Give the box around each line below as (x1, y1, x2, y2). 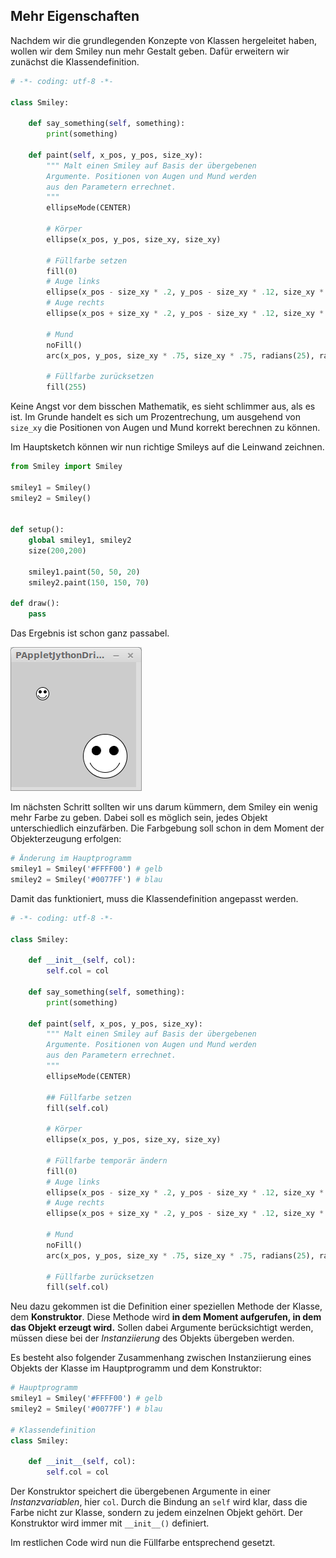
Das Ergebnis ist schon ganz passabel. (10, 627, 170, 639)
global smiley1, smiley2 (28, 535, 132, 546)
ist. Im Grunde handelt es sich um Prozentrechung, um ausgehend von (10, 411, 301, 423)
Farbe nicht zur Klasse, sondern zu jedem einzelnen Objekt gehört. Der (10, 1507, 303, 1519)
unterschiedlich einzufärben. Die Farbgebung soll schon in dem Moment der (10, 822, 325, 834)
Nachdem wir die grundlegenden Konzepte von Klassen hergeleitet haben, (10, 34, 318, 46)
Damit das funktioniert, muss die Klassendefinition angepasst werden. (10, 892, 299, 904)
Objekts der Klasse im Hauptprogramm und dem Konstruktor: (10, 1362, 263, 1374)
